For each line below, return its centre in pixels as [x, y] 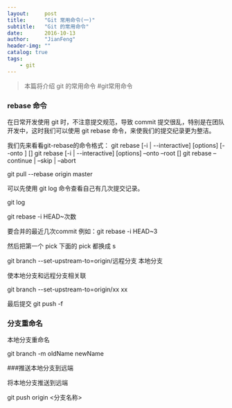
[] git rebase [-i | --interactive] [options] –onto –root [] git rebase [120, 153]
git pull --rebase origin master [50, 173]
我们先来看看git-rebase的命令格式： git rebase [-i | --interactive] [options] [113, 145]
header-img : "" [29, 46]
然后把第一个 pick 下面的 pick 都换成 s [62, 246]
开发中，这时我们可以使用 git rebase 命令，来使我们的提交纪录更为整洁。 [111, 130]
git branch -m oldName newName [55, 354]
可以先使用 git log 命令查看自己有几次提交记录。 [75, 188]
